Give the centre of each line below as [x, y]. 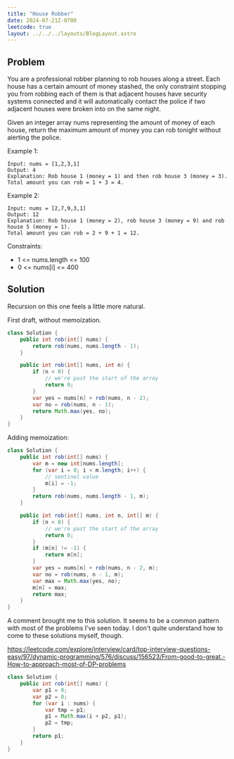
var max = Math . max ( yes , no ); [77, 581]
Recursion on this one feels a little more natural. [76, 306]
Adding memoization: [38, 438]
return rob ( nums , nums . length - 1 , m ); [91, 496]
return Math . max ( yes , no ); [72, 411]
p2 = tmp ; [59, 723]
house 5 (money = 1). [39, 227]
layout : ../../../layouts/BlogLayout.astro [72, 33]
